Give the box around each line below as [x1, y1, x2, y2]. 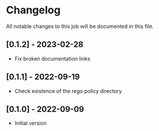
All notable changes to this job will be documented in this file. [6, 23, 154, 30]
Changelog [6, 3, 61, 17]
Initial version [14, 120, 47, 127]
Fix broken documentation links [14, 55, 91, 62]
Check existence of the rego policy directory [14, 87, 122, 94]
